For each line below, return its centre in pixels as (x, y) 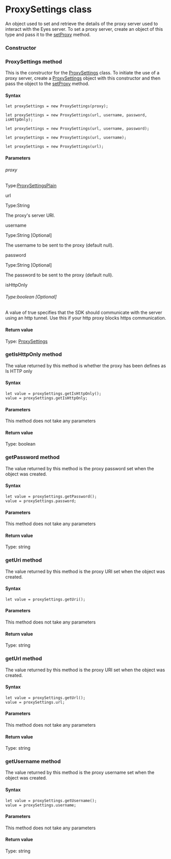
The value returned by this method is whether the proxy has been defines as (86, 366)
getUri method (24, 560)
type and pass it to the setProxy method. (48, 34)
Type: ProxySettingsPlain (31, 186)
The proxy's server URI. (30, 215)
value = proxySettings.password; (41, 501)
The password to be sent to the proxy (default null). (59, 275)
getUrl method (24, 658)
